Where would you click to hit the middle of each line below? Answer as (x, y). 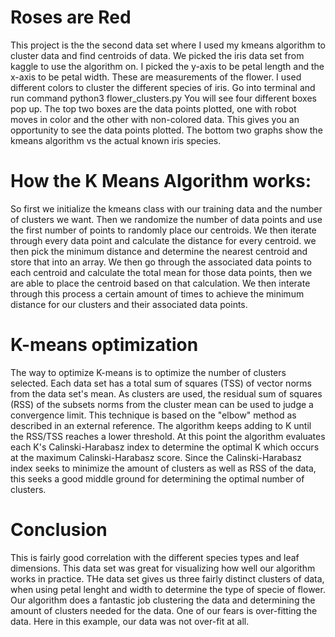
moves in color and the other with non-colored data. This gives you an (155, 119)
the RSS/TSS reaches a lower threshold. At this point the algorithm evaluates (168, 436)
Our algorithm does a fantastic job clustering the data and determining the (163, 600)
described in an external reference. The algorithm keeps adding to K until (161, 425)
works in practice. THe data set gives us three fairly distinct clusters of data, (167, 578)
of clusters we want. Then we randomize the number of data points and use (166, 219)
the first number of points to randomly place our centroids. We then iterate (163, 230)
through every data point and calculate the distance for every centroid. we (163, 240)
